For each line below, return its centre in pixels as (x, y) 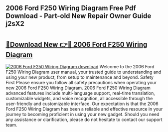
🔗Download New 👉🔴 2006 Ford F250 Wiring (77, 44)
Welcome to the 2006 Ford (127, 66)
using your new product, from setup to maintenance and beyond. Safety (80, 77)
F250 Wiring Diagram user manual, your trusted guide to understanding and (84, 72)
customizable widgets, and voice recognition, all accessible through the (79, 98)
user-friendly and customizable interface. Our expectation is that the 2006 (82, 104)
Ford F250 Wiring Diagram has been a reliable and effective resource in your (84, 109)
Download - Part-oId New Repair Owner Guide (79, 16)
